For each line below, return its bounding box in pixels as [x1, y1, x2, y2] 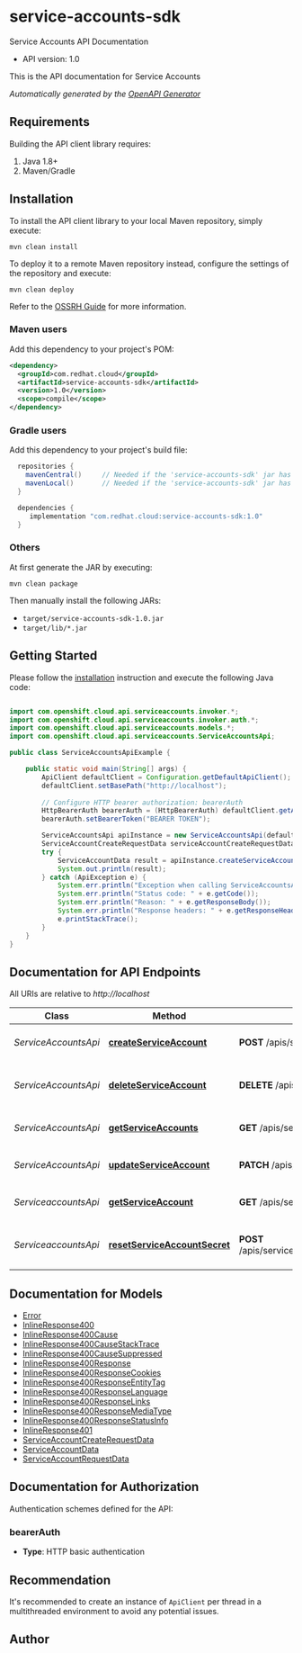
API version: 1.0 [22, 53, 80, 64]
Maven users [9, 323, 67, 336]
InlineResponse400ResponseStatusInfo [22, 1415, 169, 1426]
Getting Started [9, 648, 98, 663]
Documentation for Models [9, 1286, 164, 1301]
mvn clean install [9, 242, 78, 251]
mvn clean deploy [9, 285, 75, 294]
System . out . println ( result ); [57, 864, 167, 874]
